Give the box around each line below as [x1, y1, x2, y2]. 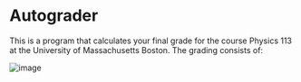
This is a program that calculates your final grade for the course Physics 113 [9, 35, 293, 46]
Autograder [9, 5, 99, 26]
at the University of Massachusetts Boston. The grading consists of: [9, 44, 264, 55]
